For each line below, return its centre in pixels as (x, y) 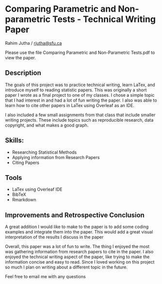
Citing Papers (26, 162)
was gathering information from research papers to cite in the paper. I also (79, 252)
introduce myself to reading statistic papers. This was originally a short (76, 90)
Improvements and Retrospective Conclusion (75, 215)
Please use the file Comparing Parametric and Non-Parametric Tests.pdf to (80, 53)
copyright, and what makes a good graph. (47, 125)
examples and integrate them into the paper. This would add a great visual (79, 232)
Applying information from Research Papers (56, 157)
